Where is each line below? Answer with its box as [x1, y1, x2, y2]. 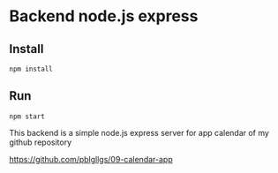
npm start [9, 112, 46, 121]
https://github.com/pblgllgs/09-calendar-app [9, 154, 174, 164]
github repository [9, 137, 72, 147]
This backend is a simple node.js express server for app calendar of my [9, 127, 269, 138]
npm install [9, 64, 53, 73]
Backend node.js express [9, 6, 199, 26]
